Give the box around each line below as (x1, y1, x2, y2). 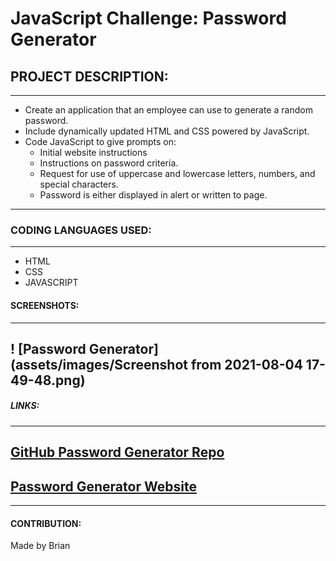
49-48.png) (10, 372, 86, 389)
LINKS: (10, 400, 40, 412)
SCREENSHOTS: (10, 299, 80, 311)
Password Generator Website (10, 478, 197, 495)
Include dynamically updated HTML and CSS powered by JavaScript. (24, 125, 310, 137)
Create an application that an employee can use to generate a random (24, 104, 313, 116)
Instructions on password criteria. (39, 157, 179, 169)
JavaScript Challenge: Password (10, 7, 287, 30)
